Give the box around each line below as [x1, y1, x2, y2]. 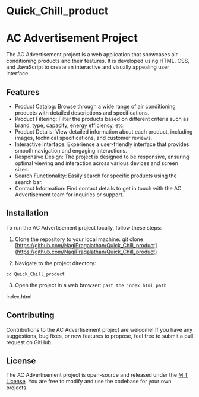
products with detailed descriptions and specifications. [14, 109, 150, 116]
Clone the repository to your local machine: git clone [14, 236, 144, 243]
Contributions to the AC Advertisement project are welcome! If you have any [6, 326, 193, 333]
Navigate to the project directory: [14, 259, 96, 266]
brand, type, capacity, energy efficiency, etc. [14, 122, 125, 129]
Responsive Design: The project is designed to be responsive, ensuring [14, 153, 189, 160]
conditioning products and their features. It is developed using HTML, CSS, [6, 58, 190, 65]
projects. [6, 384, 28, 391]
